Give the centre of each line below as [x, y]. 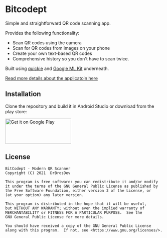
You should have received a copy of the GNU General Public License [78, 226]
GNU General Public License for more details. [55, 217]
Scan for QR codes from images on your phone [61, 48]
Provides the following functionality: [42, 33]
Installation [23, 94]
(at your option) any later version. [45, 195]
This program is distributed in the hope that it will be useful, [76, 204]
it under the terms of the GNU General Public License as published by [81, 186]
